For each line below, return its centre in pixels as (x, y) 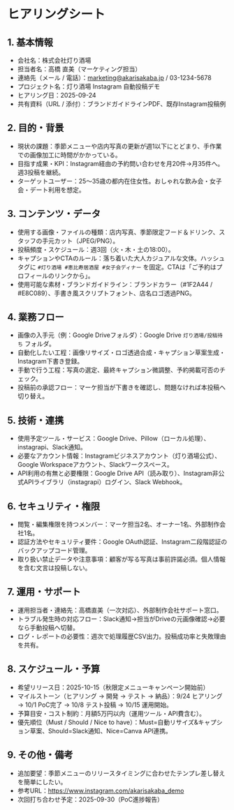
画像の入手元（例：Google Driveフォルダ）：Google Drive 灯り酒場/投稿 (117, 335)
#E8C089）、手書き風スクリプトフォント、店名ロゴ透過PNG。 (106, 293)
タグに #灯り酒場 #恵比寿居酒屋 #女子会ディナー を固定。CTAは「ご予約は (117, 267)
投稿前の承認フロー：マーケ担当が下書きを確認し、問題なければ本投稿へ (121, 387)
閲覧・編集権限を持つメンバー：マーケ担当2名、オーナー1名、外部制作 (118, 525)
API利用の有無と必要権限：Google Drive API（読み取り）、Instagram (115, 473)
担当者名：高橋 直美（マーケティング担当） (79, 69)
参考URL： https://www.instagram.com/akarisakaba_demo (101, 790)
